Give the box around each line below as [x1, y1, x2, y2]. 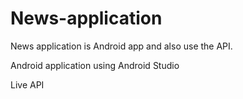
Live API [10, 78, 45, 91]
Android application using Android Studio [10, 59, 180, 71]
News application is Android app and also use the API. [10, 40, 233, 52]
